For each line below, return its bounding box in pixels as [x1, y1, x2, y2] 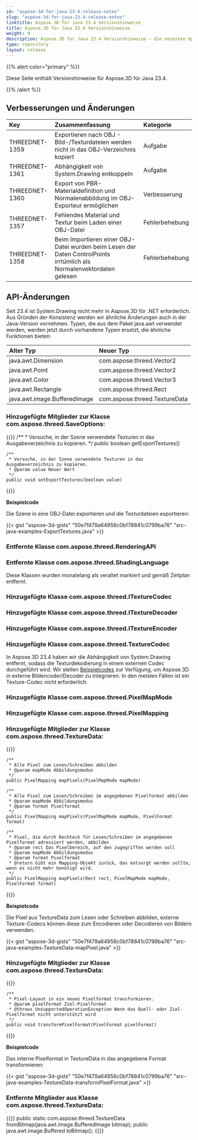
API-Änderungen [6, 292, 70, 302]
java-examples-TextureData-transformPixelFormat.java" [6, 1079, 142, 1086]
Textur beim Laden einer [54, 218, 123, 226]
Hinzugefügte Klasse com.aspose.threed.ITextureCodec [6, 592, 172, 601]
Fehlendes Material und [54, 210, 120, 219]
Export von [54, 179, 85, 187]
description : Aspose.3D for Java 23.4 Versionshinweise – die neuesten [6, 36, 186, 42]
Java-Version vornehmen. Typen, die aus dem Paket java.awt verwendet [6, 320, 182, 327]
